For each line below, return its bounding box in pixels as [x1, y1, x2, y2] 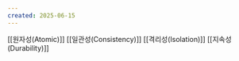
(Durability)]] [7, 43, 49, 52]
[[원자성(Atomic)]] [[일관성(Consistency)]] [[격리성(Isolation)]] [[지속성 [7, 34, 232, 44]
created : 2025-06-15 [7, 11, 76, 20]
